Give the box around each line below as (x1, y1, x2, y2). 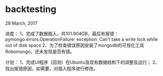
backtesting (5, 4, 57, 15)
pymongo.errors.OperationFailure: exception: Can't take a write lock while (5, 36, 158, 42)
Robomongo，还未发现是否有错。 (5, 48, 75, 54)
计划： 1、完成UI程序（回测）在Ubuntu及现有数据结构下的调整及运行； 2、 (5, 59, 160, 65)
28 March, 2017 (5, 20, 38, 26)
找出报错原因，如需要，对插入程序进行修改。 (5, 65, 98, 71)
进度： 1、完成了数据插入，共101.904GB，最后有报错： (5, 30, 119, 36)
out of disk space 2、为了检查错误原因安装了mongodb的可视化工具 (5, 42, 144, 48)
